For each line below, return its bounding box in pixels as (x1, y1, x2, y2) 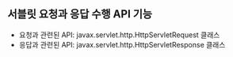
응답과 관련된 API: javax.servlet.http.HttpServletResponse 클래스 (18, 40, 226, 49)
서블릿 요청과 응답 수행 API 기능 (7, 7, 152, 21)
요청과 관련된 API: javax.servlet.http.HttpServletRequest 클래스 (18, 30, 220, 40)
